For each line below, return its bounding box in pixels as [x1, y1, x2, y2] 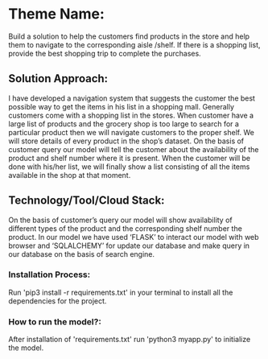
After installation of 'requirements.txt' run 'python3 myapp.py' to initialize [8, 335, 251, 345]
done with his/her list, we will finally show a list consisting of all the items [8, 162, 250, 171]
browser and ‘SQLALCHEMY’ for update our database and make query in [8, 241, 250, 250]
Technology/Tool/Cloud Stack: [8, 194, 165, 208]
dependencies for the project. [8, 295, 107, 306]
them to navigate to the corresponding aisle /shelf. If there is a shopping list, [8, 39, 261, 49]
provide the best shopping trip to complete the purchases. [8, 48, 201, 58]
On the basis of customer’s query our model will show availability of [8, 215, 233, 225]
